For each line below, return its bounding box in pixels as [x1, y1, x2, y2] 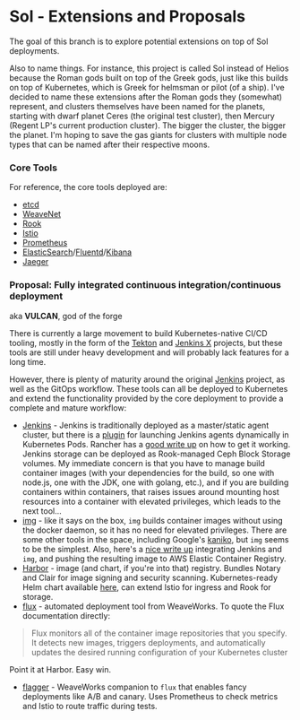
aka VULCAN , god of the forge [9, 310, 123, 321]
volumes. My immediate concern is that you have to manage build [21, 457, 266, 468]
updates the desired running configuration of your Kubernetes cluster [30, 646, 288, 657]
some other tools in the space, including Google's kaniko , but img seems [21, 533, 289, 544]
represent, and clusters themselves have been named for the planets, [9, 100, 266, 111]
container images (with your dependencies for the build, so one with [21, 467, 275, 478]
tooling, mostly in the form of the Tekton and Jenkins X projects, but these [9, 337, 284, 348]
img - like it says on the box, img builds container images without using [21, 515, 284, 525]
